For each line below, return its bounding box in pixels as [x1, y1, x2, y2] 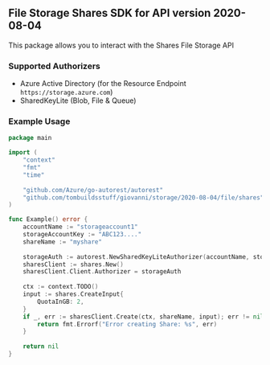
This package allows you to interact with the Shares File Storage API [8, 40, 235, 50]
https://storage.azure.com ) [19, 88, 113, 97]
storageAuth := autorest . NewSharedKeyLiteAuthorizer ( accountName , [22, 252, 250, 260]
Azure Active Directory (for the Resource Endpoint [19, 79, 186, 88]
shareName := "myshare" [22, 237, 103, 246]
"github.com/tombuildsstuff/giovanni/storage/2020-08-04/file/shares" [22, 193, 264, 202]
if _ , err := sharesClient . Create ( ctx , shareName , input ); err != [22, 313, 250, 321]
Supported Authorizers [8, 60, 100, 72]
